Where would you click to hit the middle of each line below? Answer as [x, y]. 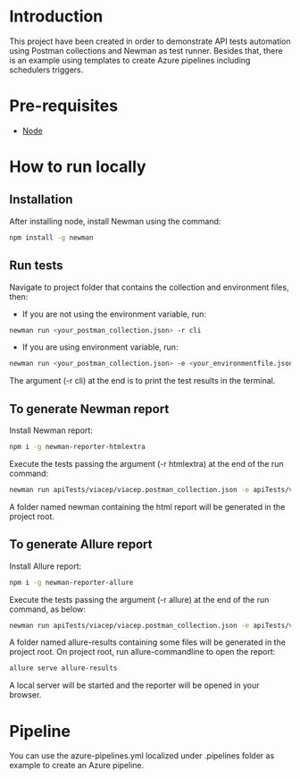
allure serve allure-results [63, 668]
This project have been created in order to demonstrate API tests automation [150, 41]
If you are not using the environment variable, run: [114, 314]
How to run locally [78, 167]
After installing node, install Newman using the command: [115, 221]
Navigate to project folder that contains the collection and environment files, [149, 287]
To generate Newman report [89, 409]
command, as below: [48, 609]
